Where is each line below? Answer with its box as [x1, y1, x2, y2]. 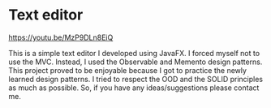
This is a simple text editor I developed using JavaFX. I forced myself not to [8, 48, 260, 58]
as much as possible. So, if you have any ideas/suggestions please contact [8, 83, 260, 93]
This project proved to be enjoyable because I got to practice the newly [8, 65, 247, 75]
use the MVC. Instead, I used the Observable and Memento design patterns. [8, 57, 263, 67]
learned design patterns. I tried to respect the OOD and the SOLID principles [8, 74, 264, 84]
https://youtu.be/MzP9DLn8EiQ [8, 32, 114, 42]
